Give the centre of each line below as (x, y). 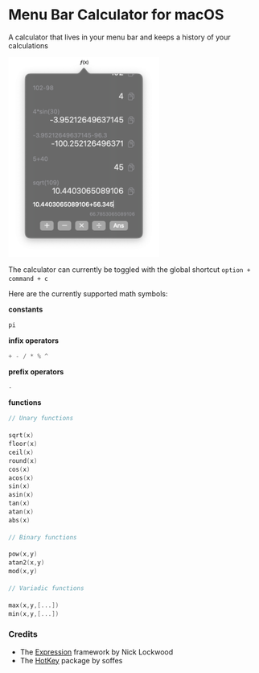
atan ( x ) (21, 512)
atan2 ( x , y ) (27, 563)
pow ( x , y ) (23, 554)
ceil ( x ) (21, 452)
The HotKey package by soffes (71, 660)
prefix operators (36, 371)
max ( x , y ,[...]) (34, 605)
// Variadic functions (46, 588)
